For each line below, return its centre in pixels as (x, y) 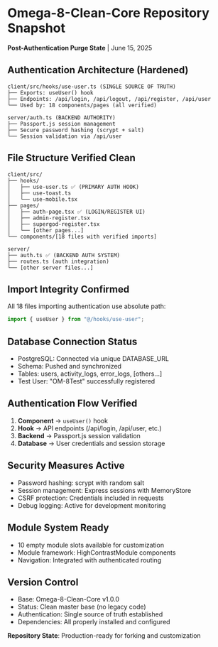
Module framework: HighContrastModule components (97, 553)
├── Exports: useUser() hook (50, 93)
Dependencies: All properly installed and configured (94, 622)
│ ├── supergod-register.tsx (54, 224)
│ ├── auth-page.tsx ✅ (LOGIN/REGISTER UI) (76, 212)
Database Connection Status (72, 341)
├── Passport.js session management (61, 124)
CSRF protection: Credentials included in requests (91, 498)
